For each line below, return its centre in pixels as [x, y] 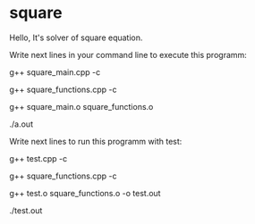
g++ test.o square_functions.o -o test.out [85, 193]
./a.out [21, 124]
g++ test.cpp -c [38, 158]
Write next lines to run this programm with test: [96, 141]
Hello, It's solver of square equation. [76, 37]
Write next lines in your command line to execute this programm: [128, 54]
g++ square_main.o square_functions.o [81, 106]
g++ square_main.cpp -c [55, 72]
